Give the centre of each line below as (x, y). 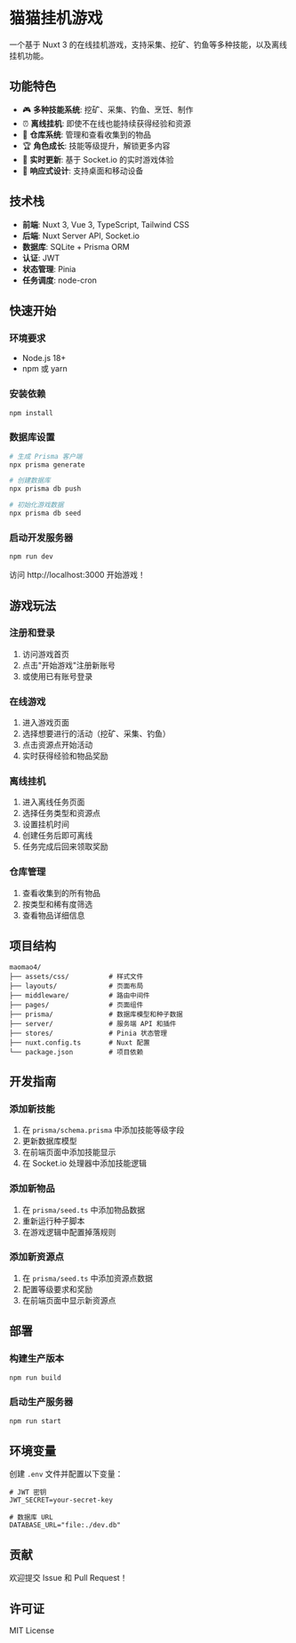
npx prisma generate (48, 465)
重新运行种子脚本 (53, 1221)
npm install (31, 413)
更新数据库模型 (49, 1141)
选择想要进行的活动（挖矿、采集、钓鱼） (96, 733)
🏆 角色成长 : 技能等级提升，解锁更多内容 (96, 145)
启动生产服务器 (41, 1402)
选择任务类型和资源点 (61, 813)
